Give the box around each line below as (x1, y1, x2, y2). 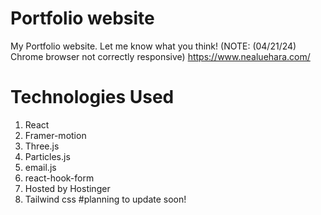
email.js (24, 161, 57, 173)
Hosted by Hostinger (24, 182, 111, 194)
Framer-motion (24, 129, 87, 141)
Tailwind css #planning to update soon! (24, 193, 187, 205)
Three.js (24, 140, 60, 152)
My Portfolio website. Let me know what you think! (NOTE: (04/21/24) (10, 40, 297, 52)
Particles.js (24, 150, 71, 162)
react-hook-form (24, 172, 95, 184)
